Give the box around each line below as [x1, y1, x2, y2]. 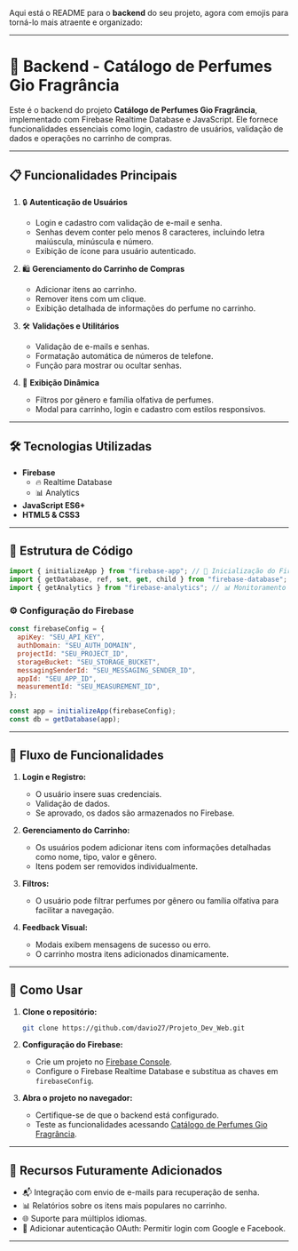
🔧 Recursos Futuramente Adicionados [9, 1163, 223, 1178]
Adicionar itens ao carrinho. [35, 283, 137, 294]
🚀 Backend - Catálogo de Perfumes [9, 57, 272, 76]
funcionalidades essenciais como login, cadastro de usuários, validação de [9, 124, 284, 134]
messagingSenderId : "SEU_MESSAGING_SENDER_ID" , [17, 665, 197, 674]
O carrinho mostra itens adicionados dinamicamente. [35, 948, 229, 959]
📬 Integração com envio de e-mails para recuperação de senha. [21, 1187, 260, 1198]
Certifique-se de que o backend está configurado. [35, 1110, 220, 1120]
